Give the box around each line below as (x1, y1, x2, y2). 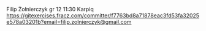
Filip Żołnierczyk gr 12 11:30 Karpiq (6, 6, 94, 13)
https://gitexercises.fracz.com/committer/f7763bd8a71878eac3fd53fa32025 (6, 12, 200, 19)
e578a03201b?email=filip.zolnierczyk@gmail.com (6, 18, 132, 25)
